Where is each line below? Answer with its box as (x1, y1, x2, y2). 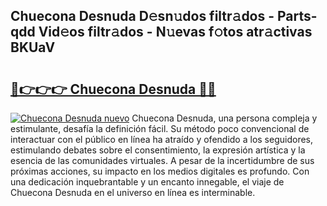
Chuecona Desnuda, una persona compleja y (131, 112, 318, 124)
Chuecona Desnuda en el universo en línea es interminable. (10, 187, 256, 198)
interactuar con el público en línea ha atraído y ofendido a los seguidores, (10, 134, 313, 145)
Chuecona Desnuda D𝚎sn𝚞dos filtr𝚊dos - (10, 8, 275, 25)
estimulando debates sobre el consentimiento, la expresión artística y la (10, 144, 306, 156)
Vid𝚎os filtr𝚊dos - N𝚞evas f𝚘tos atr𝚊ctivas (38, 24, 313, 41)
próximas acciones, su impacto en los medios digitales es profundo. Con (10, 165, 310, 177)
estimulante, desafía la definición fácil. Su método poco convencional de (10, 123, 310, 134)
